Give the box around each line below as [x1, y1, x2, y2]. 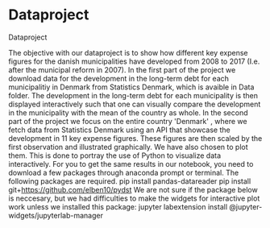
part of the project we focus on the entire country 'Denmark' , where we [8, 116, 247, 126]
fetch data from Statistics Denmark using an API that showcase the [8, 125, 231, 135]
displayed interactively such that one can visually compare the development [8, 99, 261, 109]
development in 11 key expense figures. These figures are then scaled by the [8, 133, 263, 143]
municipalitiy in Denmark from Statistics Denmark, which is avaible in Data [8, 82, 255, 92]
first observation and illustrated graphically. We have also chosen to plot [8, 142, 248, 151]
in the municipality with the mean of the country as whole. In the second [8, 107, 248, 118]
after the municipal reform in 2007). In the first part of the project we [8, 64, 236, 74]
